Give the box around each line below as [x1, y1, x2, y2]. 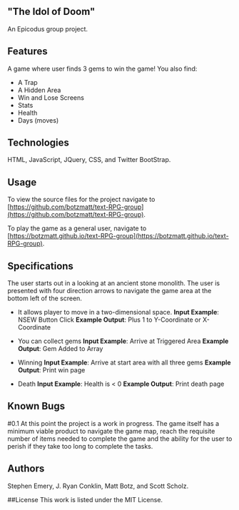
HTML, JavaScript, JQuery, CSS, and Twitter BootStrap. [7, 155, 171, 164]
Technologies [7, 137, 70, 149]
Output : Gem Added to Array [17, 345, 103, 353]
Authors [7, 463, 45, 475]
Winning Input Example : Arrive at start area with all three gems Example [17, 358, 231, 367]
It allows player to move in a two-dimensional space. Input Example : [17, 308, 220, 317]
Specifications [7, 260, 73, 272]
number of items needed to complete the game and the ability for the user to [7, 434, 233, 443]
